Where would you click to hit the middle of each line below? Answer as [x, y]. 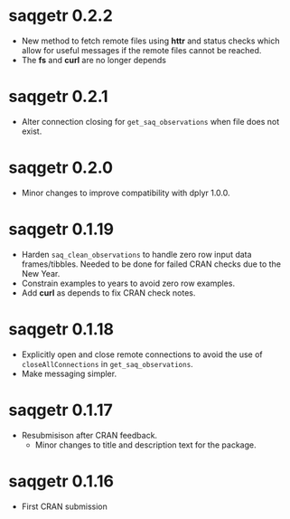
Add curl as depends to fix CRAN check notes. [108, 293]
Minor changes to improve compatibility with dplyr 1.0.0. [126, 193]
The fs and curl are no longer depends [94, 60]
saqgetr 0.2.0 [61, 168]
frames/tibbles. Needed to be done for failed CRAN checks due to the [151, 264]
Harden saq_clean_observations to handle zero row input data [136, 254]
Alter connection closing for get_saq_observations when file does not [150, 121]
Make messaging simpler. [69, 373]
